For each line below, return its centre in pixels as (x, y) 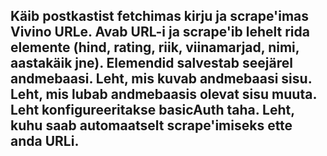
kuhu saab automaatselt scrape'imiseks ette (151, 125)
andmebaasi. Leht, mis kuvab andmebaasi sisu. (161, 79)
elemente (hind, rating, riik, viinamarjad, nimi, (155, 47)
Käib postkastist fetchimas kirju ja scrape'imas (160, 16)
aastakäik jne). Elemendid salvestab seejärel (151, 63)
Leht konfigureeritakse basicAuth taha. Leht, (152, 110)
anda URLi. (45, 141)
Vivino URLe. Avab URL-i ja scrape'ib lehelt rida (160, 32)
